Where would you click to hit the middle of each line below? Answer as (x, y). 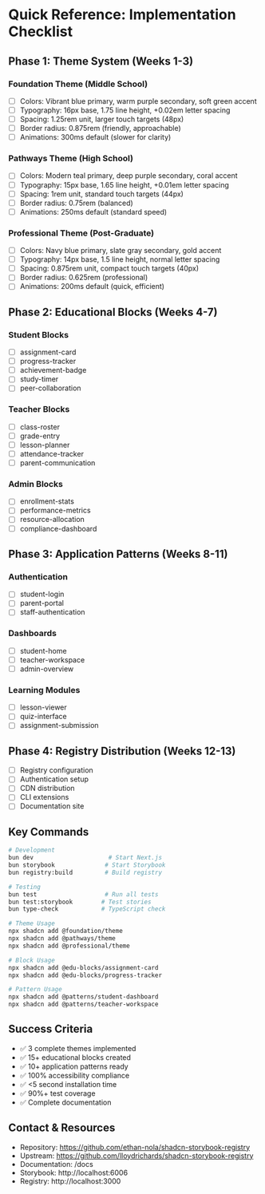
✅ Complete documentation (65, 1102)
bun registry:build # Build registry (85, 872)
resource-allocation (52, 520)
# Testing (25, 887)
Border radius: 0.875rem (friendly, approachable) (100, 128)
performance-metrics (55, 510)
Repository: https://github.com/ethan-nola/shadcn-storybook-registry (135, 1147)
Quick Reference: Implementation (123, 15)
